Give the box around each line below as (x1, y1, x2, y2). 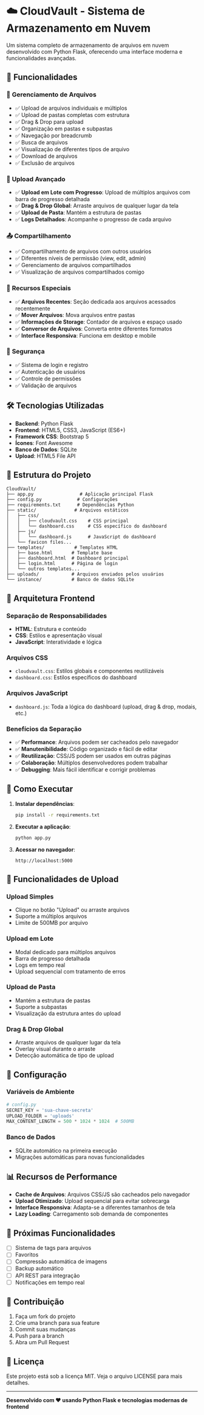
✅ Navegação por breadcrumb (15, 132, 92, 139)
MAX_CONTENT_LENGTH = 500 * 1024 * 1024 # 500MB (6, 1119, 135, 1125)
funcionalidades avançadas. (6, 54, 77, 62)
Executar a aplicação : (15, 823, 71, 830)
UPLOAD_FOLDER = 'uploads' (6, 1113, 75, 1119)
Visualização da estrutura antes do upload (15, 1010, 121, 1017)
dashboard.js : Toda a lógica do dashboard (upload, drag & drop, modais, (15, 703, 197, 710)
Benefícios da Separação (6, 724, 82, 733)
